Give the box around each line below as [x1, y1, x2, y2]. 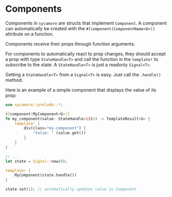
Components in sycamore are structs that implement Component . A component [5, 20, 167, 26]
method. [5, 77, 23, 83]
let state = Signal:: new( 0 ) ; [5, 159, 68, 164]
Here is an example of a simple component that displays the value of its [5, 86, 157, 93]
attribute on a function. [5, 31, 54, 37]
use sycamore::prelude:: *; [5, 102, 63, 107]
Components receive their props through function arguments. [5, 40, 136, 47]
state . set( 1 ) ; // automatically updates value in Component [5, 187, 137, 192]
